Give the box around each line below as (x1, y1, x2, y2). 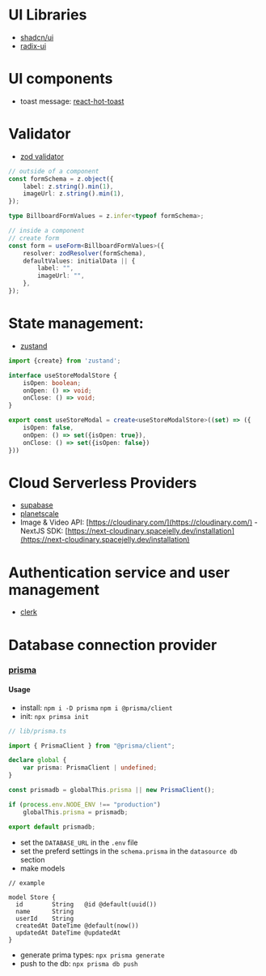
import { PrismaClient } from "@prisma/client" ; (8, 742, 175, 750)
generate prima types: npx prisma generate (19, 950, 165, 960)
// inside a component (8, 227, 85, 235)
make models (19, 863, 65, 873)
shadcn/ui (19, 32, 54, 42)
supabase (19, 500, 54, 510)
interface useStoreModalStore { (8, 371, 117, 379)
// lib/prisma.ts (8, 727, 67, 735)
